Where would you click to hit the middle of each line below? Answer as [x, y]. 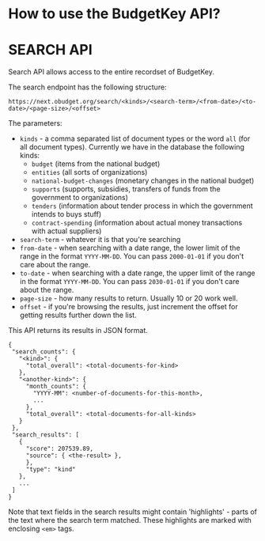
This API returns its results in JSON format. [78, 331]
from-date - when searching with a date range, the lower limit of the [130, 248]
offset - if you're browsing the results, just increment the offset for [129, 307]
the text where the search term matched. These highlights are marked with [130, 520]
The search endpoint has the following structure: [88, 87]
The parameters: [35, 123]
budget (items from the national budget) [96, 164]
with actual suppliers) [66, 231]
